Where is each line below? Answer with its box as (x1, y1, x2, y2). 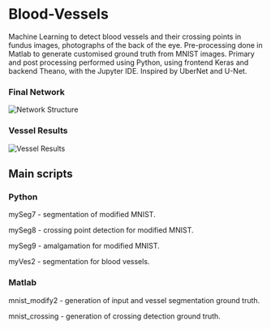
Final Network (8, 86, 65, 97)
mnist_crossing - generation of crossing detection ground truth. (8, 311, 221, 321)
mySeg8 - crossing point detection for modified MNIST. (8, 225, 194, 235)
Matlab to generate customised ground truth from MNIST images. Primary (8, 49, 256, 58)
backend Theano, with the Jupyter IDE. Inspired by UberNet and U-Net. (8, 66, 247, 75)
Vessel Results (8, 125, 68, 136)
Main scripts (8, 167, 73, 181)
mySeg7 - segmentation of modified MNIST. (8, 210, 156, 220)
